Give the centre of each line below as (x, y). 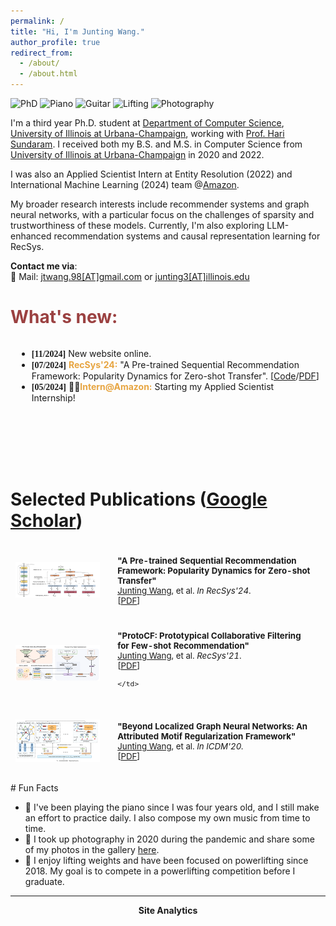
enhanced (31, 236)
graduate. (44, 881)
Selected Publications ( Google (139, 499)
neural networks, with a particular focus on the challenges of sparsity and (162, 214)
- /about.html (48, 74)
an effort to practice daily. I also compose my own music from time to (167, 817)
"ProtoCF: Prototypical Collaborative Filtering (209, 635)
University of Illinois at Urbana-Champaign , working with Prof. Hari (147, 133)
